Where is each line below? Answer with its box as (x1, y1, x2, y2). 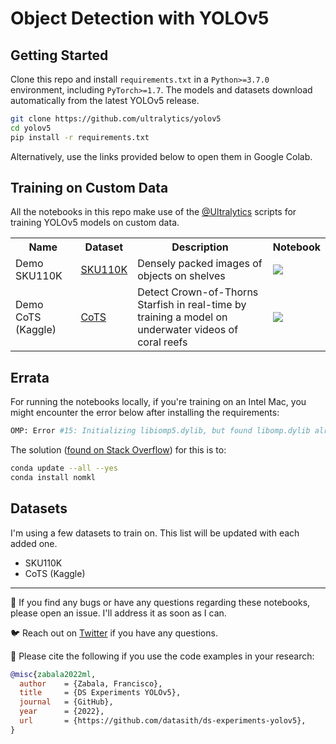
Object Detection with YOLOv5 (10, 7, 270, 30)
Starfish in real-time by (137, 298, 247, 312)
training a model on (137, 310, 228, 324)
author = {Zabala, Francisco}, (19, 678, 163, 689)
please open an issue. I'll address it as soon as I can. (10, 607, 227, 619)
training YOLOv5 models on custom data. (10, 217, 180, 229)
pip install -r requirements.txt (10, 132, 150, 142)
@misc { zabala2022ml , (10, 669, 97, 679)
